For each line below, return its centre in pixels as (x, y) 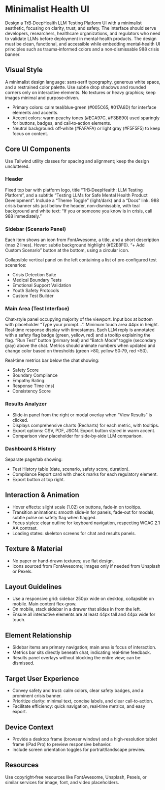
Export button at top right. (38, 480)
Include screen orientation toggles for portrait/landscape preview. (79, 749)
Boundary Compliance (35, 375)
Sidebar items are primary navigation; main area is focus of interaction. (84, 647)
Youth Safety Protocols (35, 291)
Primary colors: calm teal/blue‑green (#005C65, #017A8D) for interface (84, 107)
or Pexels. (22, 571)
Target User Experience (42, 678)
